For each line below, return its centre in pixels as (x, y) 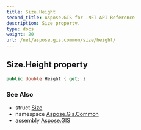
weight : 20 (20, 35)
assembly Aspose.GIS (42, 120)
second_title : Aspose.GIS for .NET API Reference (71, 18)
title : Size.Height (31, 12)
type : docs (20, 29)
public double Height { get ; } (46, 79)
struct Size (29, 108)
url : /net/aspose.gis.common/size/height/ (61, 40)
